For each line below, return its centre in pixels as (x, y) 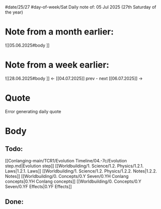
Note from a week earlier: (57, 65)
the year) (14, 12)
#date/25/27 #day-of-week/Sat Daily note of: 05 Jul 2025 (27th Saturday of (81, 7)
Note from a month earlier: (59, 32)
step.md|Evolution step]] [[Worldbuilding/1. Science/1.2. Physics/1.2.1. (74, 166)
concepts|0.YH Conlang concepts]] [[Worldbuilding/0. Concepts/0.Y (73, 181)
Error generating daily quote (33, 111)
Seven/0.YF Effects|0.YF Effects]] (38, 186)
